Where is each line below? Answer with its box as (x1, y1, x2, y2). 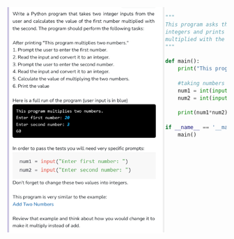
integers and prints (165, 28, 225, 36)
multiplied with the (165, 36, 225, 43)
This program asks (165, 21, 219, 28)
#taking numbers (177, 79, 225, 86)
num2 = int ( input (177, 94, 228, 102)
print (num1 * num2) (177, 109, 228, 116)
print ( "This (177, 65, 212, 72)
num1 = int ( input (177, 87, 228, 94)
